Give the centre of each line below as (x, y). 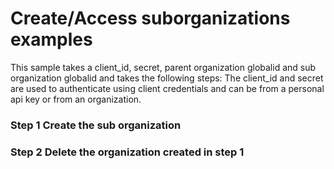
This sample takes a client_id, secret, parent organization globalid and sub (163, 67)
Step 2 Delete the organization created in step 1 (127, 152)
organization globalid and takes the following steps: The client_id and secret (167, 78)
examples (51, 39)
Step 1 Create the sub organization (96, 125)
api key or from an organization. (76, 99)
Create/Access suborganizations (150, 18)
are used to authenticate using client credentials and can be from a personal (167, 88)
